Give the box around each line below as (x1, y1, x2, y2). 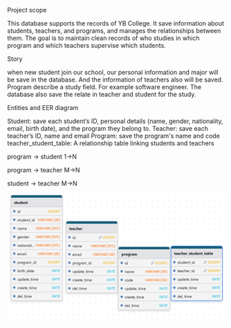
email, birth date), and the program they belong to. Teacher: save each (7, 125, 209, 132)
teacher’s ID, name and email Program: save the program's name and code (7, 131, 220, 140)
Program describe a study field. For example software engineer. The (7, 83, 202, 91)
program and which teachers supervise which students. (7, 42, 166, 49)
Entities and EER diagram (7, 104, 79, 111)
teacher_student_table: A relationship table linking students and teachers (7, 139, 214, 147)
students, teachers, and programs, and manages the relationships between (7, 27, 221, 35)
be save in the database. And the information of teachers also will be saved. (7, 75, 223, 84)
